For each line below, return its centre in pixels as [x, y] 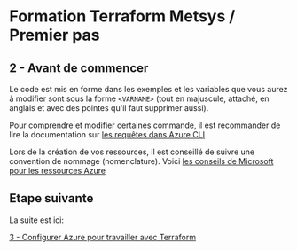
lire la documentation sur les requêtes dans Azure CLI [107, 134]
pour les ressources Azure [58, 171]
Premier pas [55, 35]
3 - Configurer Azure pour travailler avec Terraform [103, 237]
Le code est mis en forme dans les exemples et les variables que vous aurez [148, 89]
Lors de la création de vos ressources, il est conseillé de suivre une [132, 152]
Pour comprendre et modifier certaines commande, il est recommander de [145, 125]
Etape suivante [51, 198]
